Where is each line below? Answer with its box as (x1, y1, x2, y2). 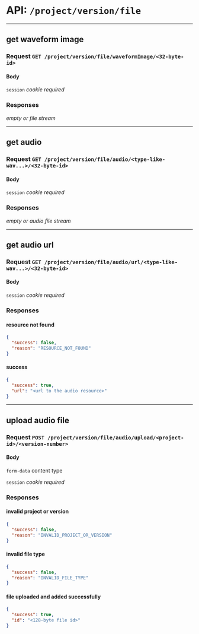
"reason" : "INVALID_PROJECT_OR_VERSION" (11, 532, 113, 538)
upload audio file (6, 415, 69, 425)
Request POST (6, 433, 45, 441)
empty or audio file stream (6, 217, 71, 224)
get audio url (6, 240, 54, 250)
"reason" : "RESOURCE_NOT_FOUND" (11, 345, 92, 351)
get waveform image (6, 34, 84, 45)
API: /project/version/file (6, 4, 141, 17)
